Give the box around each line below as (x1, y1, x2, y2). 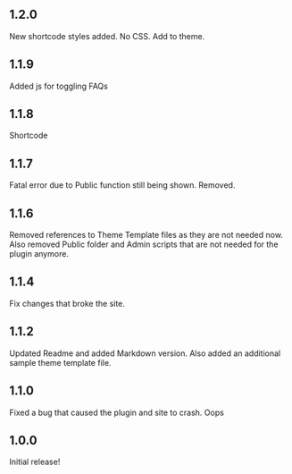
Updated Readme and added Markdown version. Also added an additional (9, 348, 281, 359)
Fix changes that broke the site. (9, 298, 125, 309)
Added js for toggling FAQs (9, 80, 109, 91)
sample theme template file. (9, 357, 112, 368)
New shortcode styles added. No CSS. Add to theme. (9, 30, 205, 41)
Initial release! (9, 456, 61, 468)
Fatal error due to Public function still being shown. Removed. (9, 180, 236, 190)
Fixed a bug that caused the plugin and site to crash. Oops (9, 407, 225, 418)
